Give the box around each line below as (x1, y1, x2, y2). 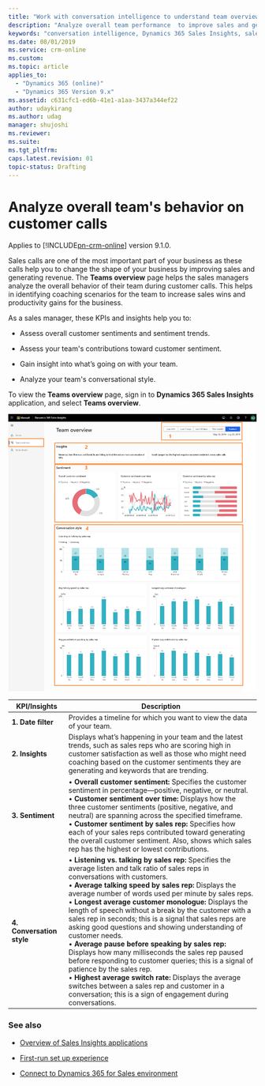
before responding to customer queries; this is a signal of (68, 956, 254, 965)
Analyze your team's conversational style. (19, 375, 156, 384)
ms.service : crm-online (8, 46, 87, 55)
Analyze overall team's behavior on (8, 198, 244, 216)
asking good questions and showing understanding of (68, 922, 243, 932)
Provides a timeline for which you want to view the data (68, 713, 248, 722)
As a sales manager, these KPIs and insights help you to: (8, 313, 192, 323)
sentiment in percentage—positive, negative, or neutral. (68, 785, 248, 794)
